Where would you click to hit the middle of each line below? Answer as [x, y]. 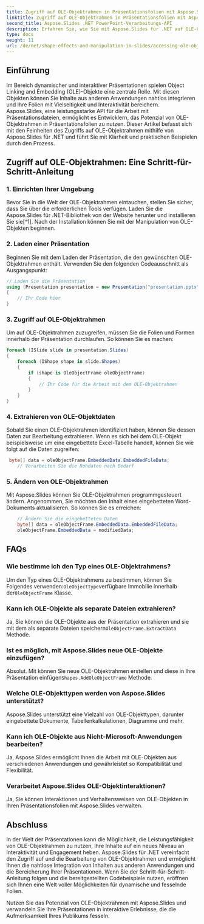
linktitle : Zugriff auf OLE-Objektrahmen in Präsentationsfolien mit [96, 18]
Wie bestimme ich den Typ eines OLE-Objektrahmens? [89, 567]
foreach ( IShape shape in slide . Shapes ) [69, 362]
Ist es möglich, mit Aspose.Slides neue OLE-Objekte [85, 650]
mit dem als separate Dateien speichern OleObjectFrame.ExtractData [91, 628]
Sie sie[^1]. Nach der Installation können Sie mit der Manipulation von [93, 222]
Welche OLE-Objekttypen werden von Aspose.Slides [86, 694]
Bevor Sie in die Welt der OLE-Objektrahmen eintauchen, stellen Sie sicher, [100, 202]
